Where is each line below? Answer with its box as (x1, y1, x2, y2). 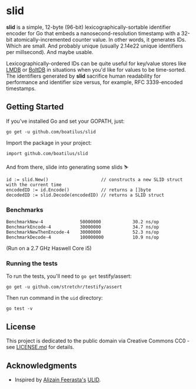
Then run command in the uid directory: (6, 294, 103, 301)
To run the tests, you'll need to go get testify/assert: (6, 273, 132, 280)
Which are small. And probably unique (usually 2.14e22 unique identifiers (6, 42, 184, 49)
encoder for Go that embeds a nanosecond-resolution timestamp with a (6, 29, 180, 36)
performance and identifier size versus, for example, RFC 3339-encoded (6, 78, 183, 86)
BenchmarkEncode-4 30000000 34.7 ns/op (6, 224, 160, 230)
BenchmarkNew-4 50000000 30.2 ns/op (6, 219, 160, 225)
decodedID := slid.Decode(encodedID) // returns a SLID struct (6, 192, 165, 198)
